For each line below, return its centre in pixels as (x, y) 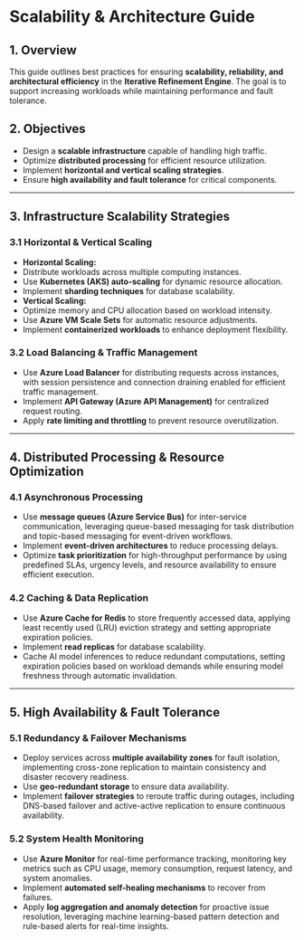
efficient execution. (58, 574)
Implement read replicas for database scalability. (114, 646)
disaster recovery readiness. (76, 777)
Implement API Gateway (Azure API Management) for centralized (146, 401)
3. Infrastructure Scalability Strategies (120, 217)
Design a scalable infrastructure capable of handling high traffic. (144, 150)
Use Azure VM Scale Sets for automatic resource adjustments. (140, 319)
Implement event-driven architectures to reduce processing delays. (150, 546)
